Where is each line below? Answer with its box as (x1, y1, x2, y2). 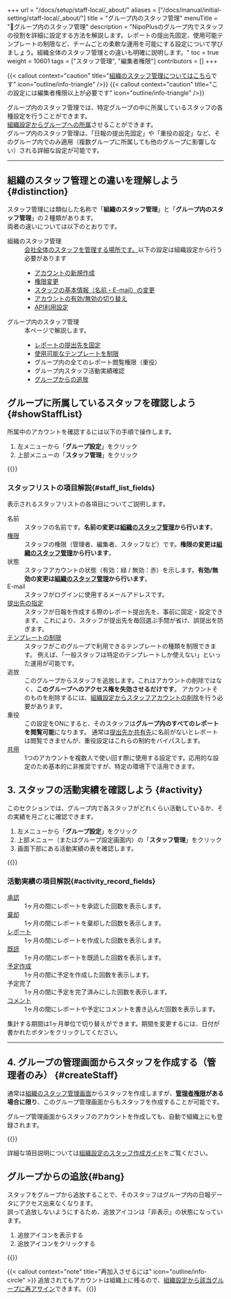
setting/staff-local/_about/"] (7, 14, 86, 22)
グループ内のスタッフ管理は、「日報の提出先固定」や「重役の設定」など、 (7, 129, 214, 137)
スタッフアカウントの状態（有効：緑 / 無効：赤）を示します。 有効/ (24, 566, 212, 574)
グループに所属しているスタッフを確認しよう (7, 397, 197, 409)
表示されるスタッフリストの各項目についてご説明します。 (7, 500, 170, 508)
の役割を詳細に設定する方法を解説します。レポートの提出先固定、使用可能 (7, 31, 218, 39)
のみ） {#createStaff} (25, 1069, 119, 1081)
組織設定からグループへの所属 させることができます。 (7, 120, 157, 129)
